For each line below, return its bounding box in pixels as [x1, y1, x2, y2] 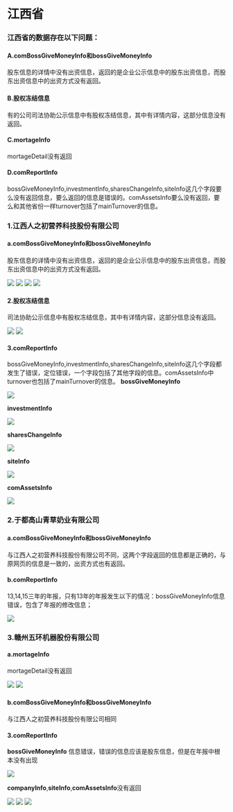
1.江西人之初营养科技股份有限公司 [7, 221, 119, 230]
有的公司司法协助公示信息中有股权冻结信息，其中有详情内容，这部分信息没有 [7, 110, 226, 119]
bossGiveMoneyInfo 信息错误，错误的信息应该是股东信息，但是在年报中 [7, 747, 215, 756]
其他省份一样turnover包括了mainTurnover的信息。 [19, 202, 162, 210]
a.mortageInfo [7, 650, 50, 659]
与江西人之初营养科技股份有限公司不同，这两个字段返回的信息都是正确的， [7, 550, 220, 559]
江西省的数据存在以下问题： [7, 33, 100, 42]
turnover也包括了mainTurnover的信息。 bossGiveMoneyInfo [7, 378, 181, 386]
